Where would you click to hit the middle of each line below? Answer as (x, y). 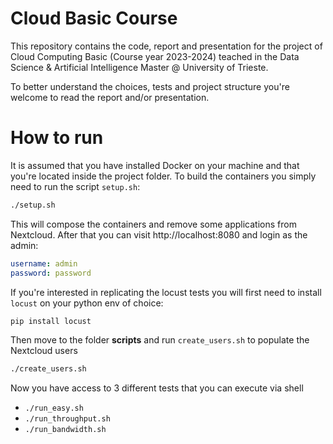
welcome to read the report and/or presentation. (110, 97)
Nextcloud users (44, 351)
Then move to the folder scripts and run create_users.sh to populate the (160, 340)
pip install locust (51, 321)
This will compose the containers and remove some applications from (153, 224)
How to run (57, 138)
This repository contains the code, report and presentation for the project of (166, 46)
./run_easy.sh (54, 408)
